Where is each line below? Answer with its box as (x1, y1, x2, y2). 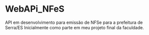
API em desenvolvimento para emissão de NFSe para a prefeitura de (5, 19, 143, 25)
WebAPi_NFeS (5, 3, 64, 15)
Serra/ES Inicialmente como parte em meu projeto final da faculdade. (5, 24, 144, 30)
